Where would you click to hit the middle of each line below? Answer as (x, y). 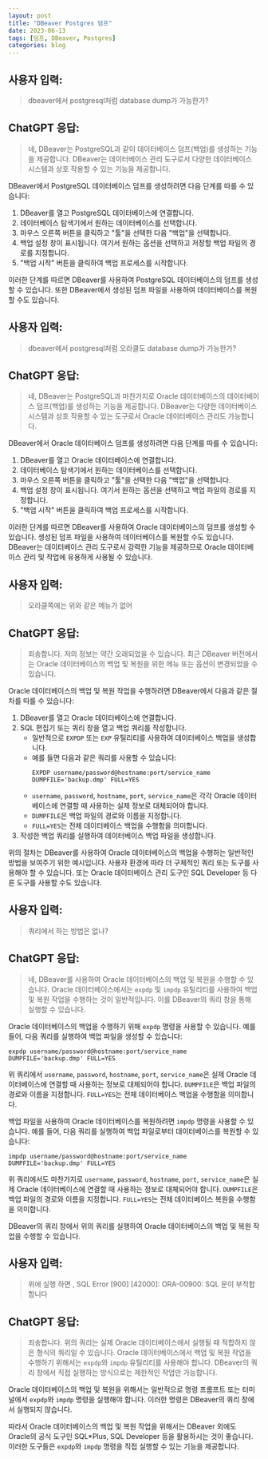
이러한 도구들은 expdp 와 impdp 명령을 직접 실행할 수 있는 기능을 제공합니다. (124, 1446)
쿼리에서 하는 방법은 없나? (68, 931)
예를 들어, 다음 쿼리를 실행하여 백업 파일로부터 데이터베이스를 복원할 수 (141, 1131)
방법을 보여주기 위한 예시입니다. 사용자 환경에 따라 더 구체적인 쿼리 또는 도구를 (130, 863)
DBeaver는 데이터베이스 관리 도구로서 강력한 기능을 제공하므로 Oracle (117, 547)
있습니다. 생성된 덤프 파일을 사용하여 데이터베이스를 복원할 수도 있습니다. (121, 537)
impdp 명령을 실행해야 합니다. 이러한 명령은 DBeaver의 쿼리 (148, 1400)
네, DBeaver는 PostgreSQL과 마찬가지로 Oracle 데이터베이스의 (126, 396)
